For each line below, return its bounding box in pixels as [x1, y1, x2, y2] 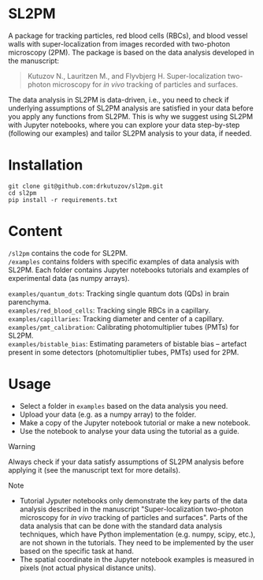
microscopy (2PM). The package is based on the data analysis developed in [8, 47, 254, 57]
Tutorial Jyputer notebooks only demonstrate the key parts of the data [19, 496, 248, 505]
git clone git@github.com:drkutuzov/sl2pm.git [8, 182, 164, 190]
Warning [8, 441, 35, 451]
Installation [8, 156, 83, 174]
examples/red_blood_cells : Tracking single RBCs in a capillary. [8, 305, 211, 315]
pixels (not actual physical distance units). [19, 563, 156, 572]
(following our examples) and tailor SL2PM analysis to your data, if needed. [8, 128, 252, 138]
